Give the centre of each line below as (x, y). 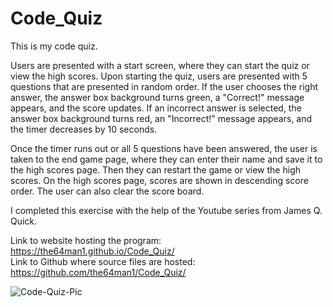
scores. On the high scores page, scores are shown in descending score (159, 180)
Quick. (24, 221)
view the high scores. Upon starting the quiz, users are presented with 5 (159, 76)
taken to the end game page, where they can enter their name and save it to (166, 159)
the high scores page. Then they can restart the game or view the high (156, 169)
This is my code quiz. (54, 46)
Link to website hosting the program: (86, 240)
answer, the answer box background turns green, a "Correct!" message (157, 97)
